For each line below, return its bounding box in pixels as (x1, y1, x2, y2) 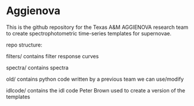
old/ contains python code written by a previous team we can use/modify (6, 75, 184, 82)
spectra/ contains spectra (6, 64, 69, 71)
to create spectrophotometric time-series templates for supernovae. (6, 29, 172, 37)
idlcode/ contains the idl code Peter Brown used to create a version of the (6, 87, 186, 94)
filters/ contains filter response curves (6, 52, 99, 59)
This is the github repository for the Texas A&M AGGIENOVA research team (6, 24, 189, 31)
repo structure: (6, 41, 42, 48)
